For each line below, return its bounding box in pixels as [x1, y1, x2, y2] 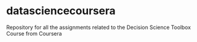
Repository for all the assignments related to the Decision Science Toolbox [6, 24, 191, 31]
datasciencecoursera [6, 4, 116, 18]
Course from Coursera [6, 30, 62, 37]
